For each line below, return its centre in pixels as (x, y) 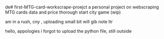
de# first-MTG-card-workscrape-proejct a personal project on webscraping (82, 7)
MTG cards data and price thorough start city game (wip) (63, 12)
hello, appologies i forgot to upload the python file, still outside (68, 31)
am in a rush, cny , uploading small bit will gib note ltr (59, 22)
